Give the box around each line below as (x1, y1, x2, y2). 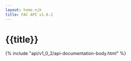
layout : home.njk (5, 7, 42, 13)
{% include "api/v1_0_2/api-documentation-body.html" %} (5, 50, 126, 56)
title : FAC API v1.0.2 (5, 12, 53, 17)
